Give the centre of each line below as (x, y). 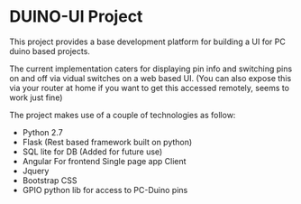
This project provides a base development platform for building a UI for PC (147, 42)
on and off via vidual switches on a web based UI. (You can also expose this (150, 78)
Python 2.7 (42, 132)
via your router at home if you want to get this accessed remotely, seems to (150, 88)
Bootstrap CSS (50, 180)
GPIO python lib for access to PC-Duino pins (105, 190)
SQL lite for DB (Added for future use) (92, 152)
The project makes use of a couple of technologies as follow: (123, 115)
